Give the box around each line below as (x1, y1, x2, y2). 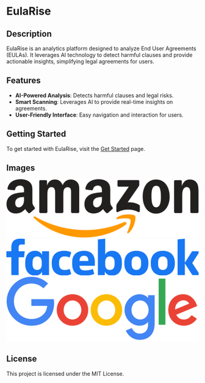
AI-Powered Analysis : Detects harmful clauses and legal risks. (15, 92, 174, 99)
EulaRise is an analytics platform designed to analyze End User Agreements (6, 45, 196, 52)
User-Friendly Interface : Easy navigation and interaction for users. (15, 111, 184, 119)
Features (6, 75, 41, 86)
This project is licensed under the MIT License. (6, 370, 124, 377)
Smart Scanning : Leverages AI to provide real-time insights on (15, 98, 173, 105)
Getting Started (6, 129, 67, 139)
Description (6, 29, 52, 39)
